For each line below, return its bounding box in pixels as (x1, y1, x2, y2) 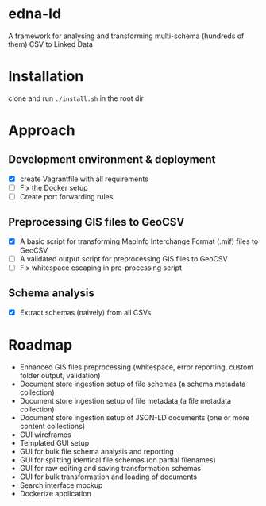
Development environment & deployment (8, 153, 216, 167)
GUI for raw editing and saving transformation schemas (19, 463, 201, 473)
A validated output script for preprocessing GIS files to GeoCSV (19, 253, 228, 263)
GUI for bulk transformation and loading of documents (19, 472, 197, 481)
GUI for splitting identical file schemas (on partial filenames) (19, 454, 216, 465)
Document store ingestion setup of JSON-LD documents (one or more (19, 412, 250, 422)
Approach (8, 122, 75, 140)
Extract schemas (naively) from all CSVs (19, 307, 152, 317)
